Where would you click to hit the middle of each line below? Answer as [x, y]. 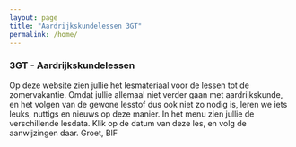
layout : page [34, 17]
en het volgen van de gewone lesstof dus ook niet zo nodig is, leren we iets [148, 104]
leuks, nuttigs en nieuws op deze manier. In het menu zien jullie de [132, 114]
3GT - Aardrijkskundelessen [72, 65]
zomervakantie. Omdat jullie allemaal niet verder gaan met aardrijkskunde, [146, 94]
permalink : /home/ [44, 34]
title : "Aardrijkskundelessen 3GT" [76, 26]
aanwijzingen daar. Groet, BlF [64, 133]
